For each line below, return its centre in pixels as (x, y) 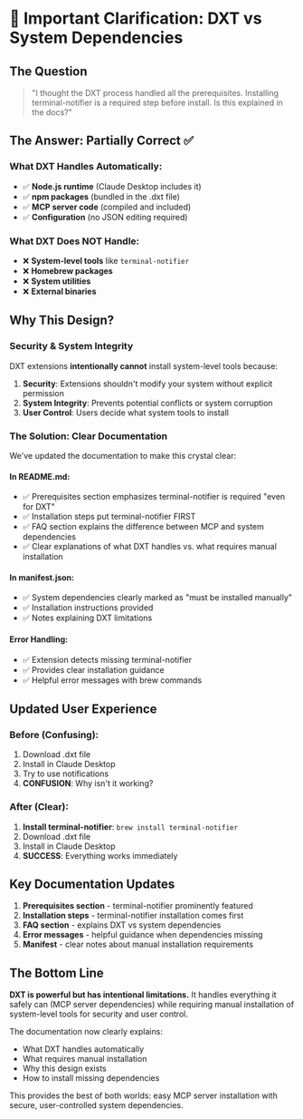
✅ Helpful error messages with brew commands (112, 680)
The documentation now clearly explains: (86, 1032)
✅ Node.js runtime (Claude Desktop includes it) (112, 186)
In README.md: (40, 476)
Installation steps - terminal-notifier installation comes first (133, 916)
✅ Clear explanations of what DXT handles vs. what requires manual (150, 547)
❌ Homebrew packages (67, 270)
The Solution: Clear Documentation (89, 436)
